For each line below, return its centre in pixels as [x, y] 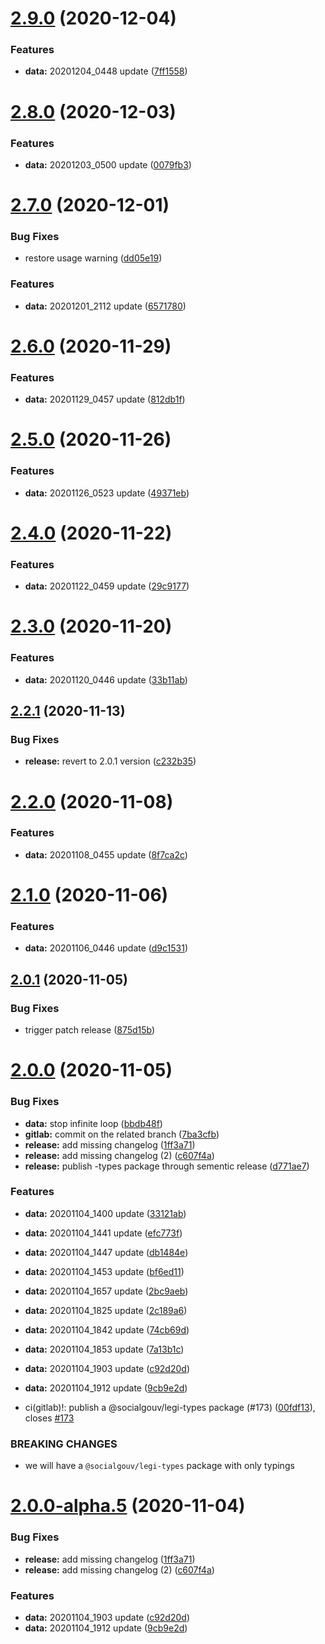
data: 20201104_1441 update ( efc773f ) [103, 1233]
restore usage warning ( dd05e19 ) [93, 258]
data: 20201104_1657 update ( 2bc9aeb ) [106, 1291]
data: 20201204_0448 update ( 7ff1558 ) [106, 71]
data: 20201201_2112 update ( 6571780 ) [105, 306]
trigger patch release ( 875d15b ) [90, 1030]
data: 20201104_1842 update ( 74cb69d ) [107, 1329]
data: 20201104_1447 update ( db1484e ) [106, 1252]
